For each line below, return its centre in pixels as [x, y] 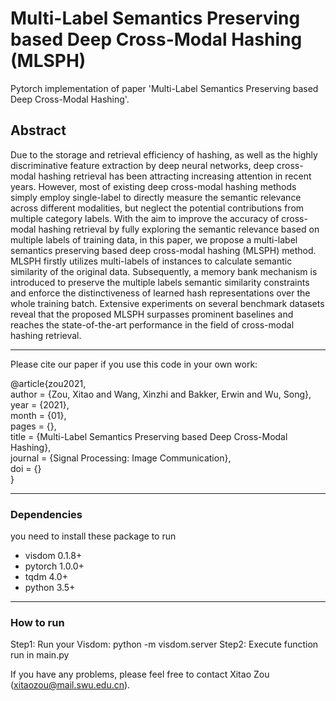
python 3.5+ [50, 588]
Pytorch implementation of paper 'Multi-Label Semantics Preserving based [164, 88]
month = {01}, [38, 415]
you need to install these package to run [93, 536]
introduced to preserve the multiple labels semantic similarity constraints [160, 282]
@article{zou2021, [48, 383]
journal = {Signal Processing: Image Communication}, [121, 458]
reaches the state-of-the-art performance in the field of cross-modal [152, 324]
